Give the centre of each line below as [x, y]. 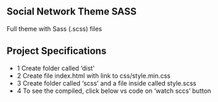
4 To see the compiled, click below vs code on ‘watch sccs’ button [114, 91]
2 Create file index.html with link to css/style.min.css [93, 75]
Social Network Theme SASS [72, 12]
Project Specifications [57, 51]
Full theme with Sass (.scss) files [54, 28]
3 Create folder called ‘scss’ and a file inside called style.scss [107, 83]
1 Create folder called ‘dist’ [56, 68]
